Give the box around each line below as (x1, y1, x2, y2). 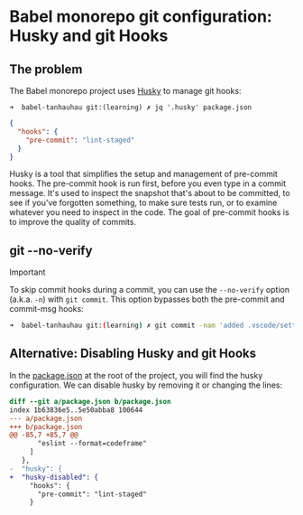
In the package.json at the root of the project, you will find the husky (9, 370, 263, 380)
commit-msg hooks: (9, 304, 84, 314)
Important (9, 267, 46, 277)
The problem (9, 61, 83, 77)
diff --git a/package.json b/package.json (9, 397, 171, 406)
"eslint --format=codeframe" (37, 439, 147, 448)
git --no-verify (9, 242, 93, 258)
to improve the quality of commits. (9, 217, 137, 228)
